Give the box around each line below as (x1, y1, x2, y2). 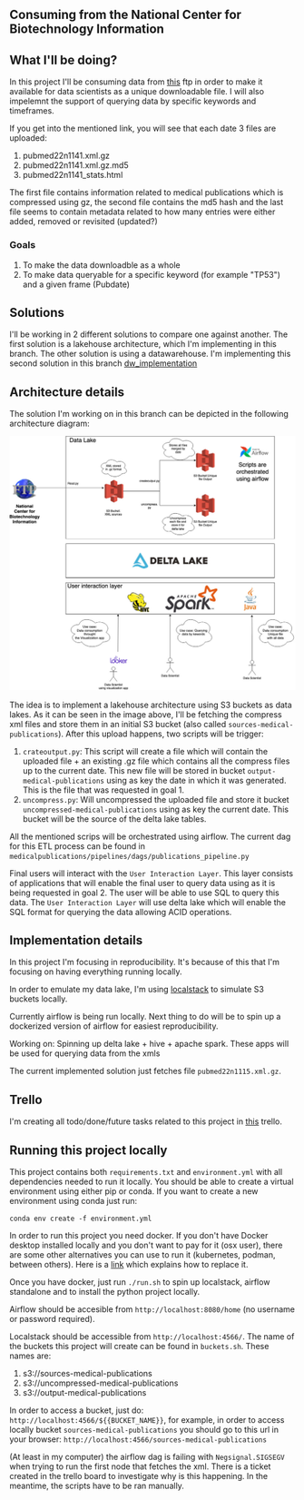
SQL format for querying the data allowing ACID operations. (9, 906, 232, 917)
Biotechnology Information (9, 22, 165, 37)
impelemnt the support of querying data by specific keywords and (9, 95, 257, 107)
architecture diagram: (9, 418, 91, 429)
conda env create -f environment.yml (9, 1214, 152, 1223)
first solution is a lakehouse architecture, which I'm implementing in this (9, 339, 277, 350)
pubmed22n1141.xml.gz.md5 (22, 160, 129, 171)
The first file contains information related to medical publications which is (9, 187, 284, 198)
